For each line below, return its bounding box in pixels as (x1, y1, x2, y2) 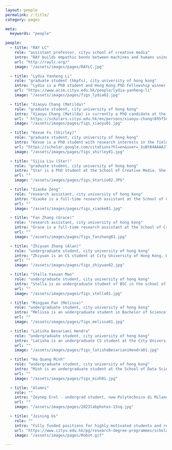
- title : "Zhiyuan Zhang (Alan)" (10, 243, 81, 249)
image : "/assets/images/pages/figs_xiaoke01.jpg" (14, 206, 123, 211)
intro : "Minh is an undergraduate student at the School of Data (14, 366, 157, 371)
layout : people (5, 7, 38, 13)
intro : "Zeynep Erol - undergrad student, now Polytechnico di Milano (14, 395, 168, 400)
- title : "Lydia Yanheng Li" (10, 73, 72, 79)
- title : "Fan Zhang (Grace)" (10, 215, 74, 221)
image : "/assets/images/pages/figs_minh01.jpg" (14, 376, 118, 381)
